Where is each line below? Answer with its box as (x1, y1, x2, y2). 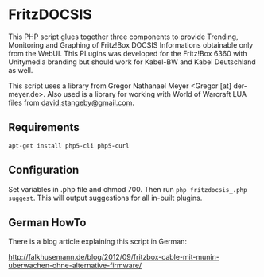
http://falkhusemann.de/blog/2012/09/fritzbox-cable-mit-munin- (8, 252, 220, 262)
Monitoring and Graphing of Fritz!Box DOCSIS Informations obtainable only (8, 40, 254, 49)
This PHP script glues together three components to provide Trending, (8, 32, 239, 41)
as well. (8, 65, 33, 75)
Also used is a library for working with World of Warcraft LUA (47, 89, 247, 98)
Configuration (8, 164, 80, 177)
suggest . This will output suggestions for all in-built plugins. (8, 193, 203, 202)
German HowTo (8, 216, 87, 229)
